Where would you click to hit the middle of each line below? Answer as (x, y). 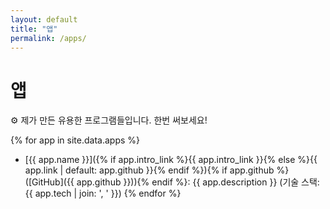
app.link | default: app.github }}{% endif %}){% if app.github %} (157, 170)
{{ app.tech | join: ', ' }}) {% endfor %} (103, 193)
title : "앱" (34, 29)
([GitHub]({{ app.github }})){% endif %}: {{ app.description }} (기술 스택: (172, 182)
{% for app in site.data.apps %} (75, 140)
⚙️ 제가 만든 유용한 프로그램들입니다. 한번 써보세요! (109, 120)
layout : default (44, 19)
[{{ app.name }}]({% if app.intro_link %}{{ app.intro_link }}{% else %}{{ (171, 160)
